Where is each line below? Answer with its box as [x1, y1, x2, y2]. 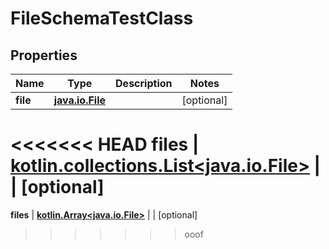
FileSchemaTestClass [10, 7, 194, 30]
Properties [10, 47, 78, 64]
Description [115, 77, 173, 90]
